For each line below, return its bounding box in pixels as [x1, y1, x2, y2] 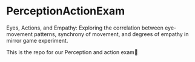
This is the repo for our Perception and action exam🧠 [6, 48, 138, 55]
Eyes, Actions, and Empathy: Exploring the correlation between [6, 24, 164, 31]
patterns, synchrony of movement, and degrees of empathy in [34, 30, 189, 37]
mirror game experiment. [6, 37, 68, 44]
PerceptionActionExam [6, 4, 125, 18]
